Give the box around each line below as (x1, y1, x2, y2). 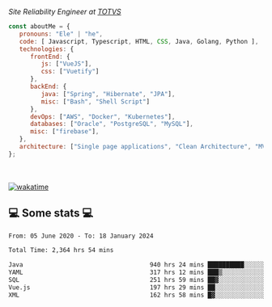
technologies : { (19, 44, 74, 53)
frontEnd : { (29, 53, 70, 61)
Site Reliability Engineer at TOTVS (8, 7, 121, 16)
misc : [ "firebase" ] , (29, 128, 100, 136)
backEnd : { (29, 82, 67, 90)
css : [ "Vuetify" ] (40, 68, 100, 76)
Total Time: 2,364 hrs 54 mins (8, 246, 114, 254)
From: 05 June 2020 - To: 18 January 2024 (8, 232, 154, 240)
